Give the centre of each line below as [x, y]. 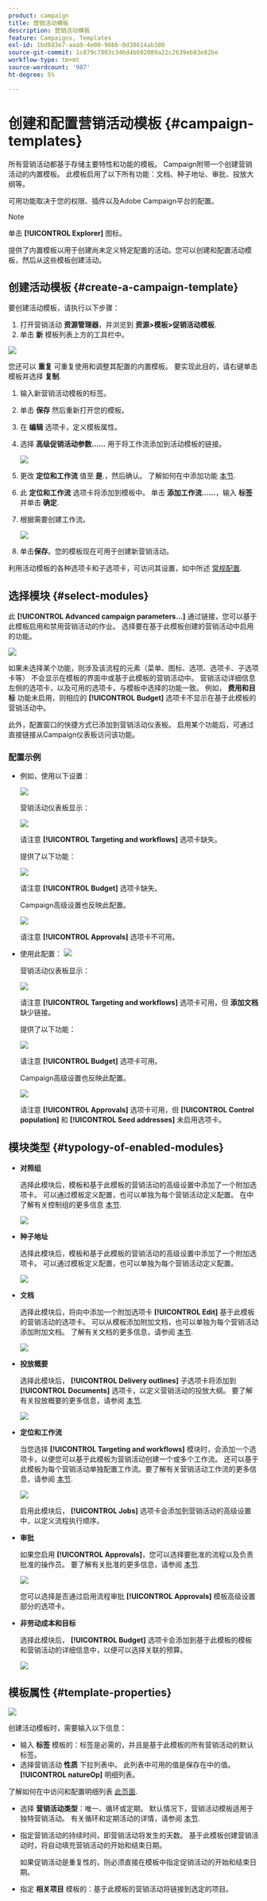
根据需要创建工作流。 [54, 520]
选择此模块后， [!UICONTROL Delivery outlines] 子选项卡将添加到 [128, 1381]
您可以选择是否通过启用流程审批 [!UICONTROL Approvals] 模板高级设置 [137, 1596]
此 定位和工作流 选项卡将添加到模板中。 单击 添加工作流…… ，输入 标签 [136, 493]
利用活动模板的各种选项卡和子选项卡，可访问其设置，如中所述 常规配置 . [125, 568]
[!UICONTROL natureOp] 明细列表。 [79, 1775]
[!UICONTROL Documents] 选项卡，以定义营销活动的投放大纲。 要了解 [136, 1391]
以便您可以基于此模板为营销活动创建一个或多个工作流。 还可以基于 [150, 1459]
